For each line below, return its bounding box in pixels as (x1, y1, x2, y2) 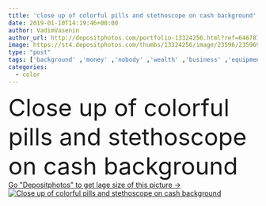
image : (8, 41, 30, 49)
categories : (8, 63, 47, 71)
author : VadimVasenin (8, 26, 80, 34)
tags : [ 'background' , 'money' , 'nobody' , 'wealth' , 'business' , (8, 56, 229, 64)
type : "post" (8, 48, 51, 56)
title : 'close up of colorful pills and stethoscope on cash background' (8, 11, 257, 20)
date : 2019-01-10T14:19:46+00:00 (8, 19, 119, 27)
